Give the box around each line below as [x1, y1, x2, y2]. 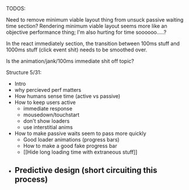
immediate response [23, 105, 73, 112]
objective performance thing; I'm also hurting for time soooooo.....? [6, 29, 167, 36]
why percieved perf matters [14, 87, 82, 93]
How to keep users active [14, 99, 76, 106]
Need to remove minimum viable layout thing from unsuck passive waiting [6, 16, 184, 23]
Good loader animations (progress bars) [23, 136, 120, 143]
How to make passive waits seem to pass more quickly [14, 130, 147, 137]
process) [14, 175, 48, 185]
